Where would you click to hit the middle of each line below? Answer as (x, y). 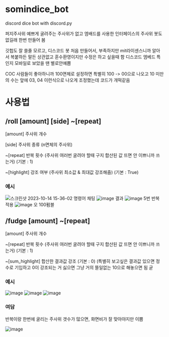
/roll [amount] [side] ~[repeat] (53, 121)
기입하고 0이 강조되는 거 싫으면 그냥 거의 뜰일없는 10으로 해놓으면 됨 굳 (84, 268)
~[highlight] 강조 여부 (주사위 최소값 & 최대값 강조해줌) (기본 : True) (72, 172)
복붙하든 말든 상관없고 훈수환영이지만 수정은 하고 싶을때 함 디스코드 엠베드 (83, 57)
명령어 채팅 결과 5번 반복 (117, 198)
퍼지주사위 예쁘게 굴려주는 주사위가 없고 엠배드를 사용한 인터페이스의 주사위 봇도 (84, 33)
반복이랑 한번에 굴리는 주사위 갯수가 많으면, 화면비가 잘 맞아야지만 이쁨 (74, 319)
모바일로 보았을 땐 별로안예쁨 (43, 63)
